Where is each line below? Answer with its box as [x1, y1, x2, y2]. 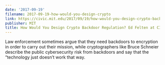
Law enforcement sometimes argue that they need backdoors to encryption [5, 39, 158, 44]
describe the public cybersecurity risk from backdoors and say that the [5, 49, 149, 55]
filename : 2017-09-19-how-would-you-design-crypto [5, 12, 111, 17]
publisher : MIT [5, 21, 36, 26]
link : [5, 16, 16, 21]
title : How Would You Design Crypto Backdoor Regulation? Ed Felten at [5, 25, 155, 30]
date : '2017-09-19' [5, 7, 45, 12]
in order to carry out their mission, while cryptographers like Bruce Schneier [5, 44, 159, 50]
